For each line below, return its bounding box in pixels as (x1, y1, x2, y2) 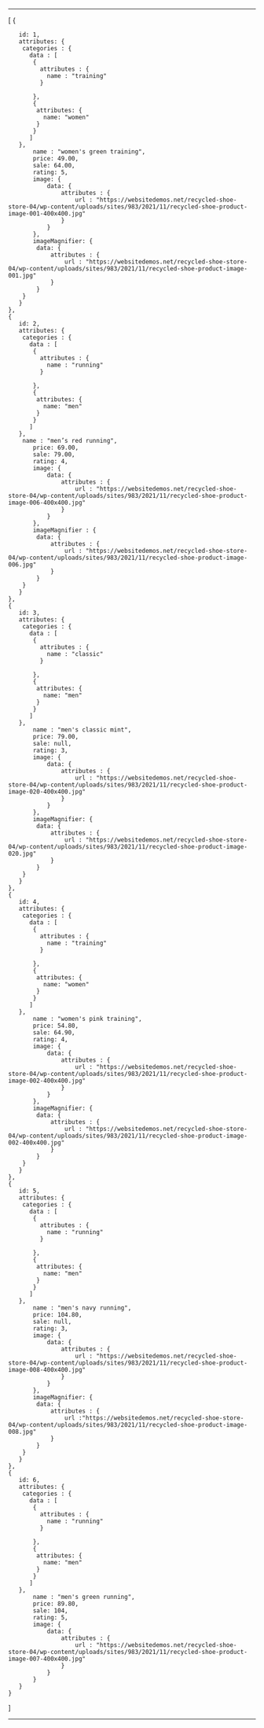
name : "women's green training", (32, 148, 146, 156)
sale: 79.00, (32, 451, 76, 459)
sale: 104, (32, 1607, 68, 1615)
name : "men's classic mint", (32, 726, 132, 734)
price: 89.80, (32, 1600, 79, 1608)
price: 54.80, (32, 1022, 79, 1030)
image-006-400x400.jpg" (8, 499, 86, 507)
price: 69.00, (32, 444, 79, 451)
